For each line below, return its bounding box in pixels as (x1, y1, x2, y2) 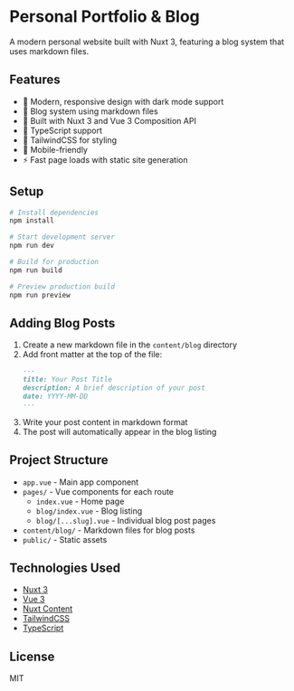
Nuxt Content (22, 603, 73, 614)
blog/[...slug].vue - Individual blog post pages (35, 515, 216, 525)
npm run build (9, 265, 63, 275)
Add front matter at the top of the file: (22, 349, 163, 360)
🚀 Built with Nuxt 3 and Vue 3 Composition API (22, 115, 197, 126)
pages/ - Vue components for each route (22, 486, 175, 497)
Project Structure (9, 452, 109, 468)
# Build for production (9, 258, 100, 267)
